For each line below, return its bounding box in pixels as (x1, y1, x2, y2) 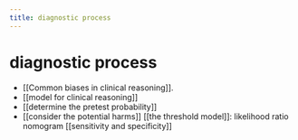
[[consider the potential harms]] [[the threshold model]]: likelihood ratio (22, 110, 289, 122)
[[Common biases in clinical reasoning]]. (22, 82, 174, 93)
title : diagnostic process (9, 13, 111, 23)
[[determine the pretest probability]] (22, 101, 158, 112)
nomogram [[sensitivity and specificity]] (22, 120, 172, 131)
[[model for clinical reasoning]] (22, 91, 139, 102)
